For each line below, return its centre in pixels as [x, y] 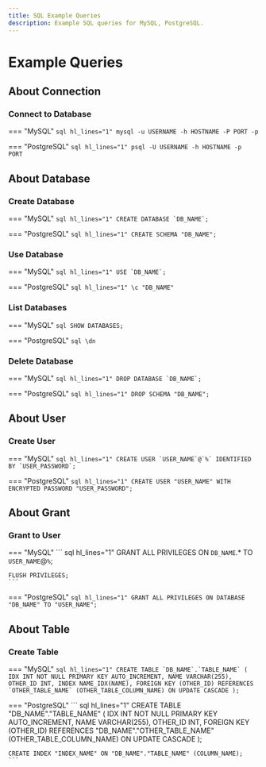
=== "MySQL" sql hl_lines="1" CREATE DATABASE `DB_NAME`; [108, 218]
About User [37, 419]
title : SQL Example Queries [55, 15]
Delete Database [41, 360]
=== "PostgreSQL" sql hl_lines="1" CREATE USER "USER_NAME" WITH [120, 480]
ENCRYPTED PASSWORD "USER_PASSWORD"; [71, 488]
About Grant [39, 513]
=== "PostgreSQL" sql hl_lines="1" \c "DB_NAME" [91, 287]
